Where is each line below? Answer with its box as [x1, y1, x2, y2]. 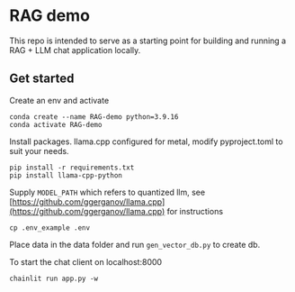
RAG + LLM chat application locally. [9, 44, 141, 55]
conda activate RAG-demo [9, 120, 103, 129]
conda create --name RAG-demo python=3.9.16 [9, 112, 179, 122]
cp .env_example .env [9, 223, 91, 233]
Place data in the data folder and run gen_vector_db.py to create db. [9, 239, 261, 250]
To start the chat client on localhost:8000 [9, 256, 163, 267]
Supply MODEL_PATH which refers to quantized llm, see [9, 187, 205, 197]
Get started [9, 71, 75, 87]
